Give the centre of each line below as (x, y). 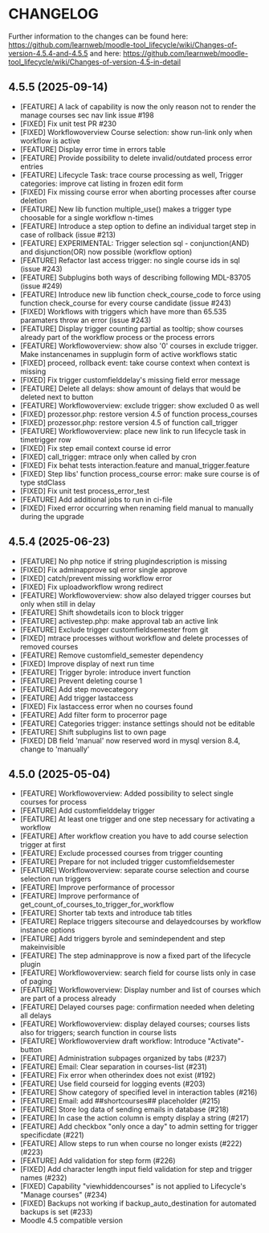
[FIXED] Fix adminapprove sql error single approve (104, 569)
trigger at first (43, 845)
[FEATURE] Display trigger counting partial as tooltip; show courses (131, 328)
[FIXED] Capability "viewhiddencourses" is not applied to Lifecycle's (133, 1186)
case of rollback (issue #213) (68, 235)
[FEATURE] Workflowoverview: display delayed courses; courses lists (135, 1024)
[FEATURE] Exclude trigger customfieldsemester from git (114, 629)
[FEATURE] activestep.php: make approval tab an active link (119, 621)
